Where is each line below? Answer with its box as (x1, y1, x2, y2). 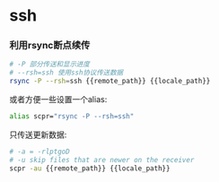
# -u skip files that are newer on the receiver (9, 155, 195, 164)
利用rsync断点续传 (9, 39, 91, 52)
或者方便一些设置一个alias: (9, 94, 108, 105)
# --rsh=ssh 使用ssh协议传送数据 (9, 68, 124, 77)
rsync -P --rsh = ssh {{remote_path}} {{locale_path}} (9, 77, 211, 86)
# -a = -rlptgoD (9, 147, 70, 156)
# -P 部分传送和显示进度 (9, 60, 90, 69)
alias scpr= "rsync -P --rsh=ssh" (9, 112, 135, 121)
